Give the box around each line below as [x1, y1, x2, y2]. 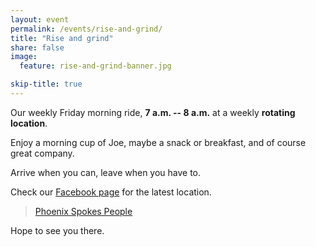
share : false [10, 42, 65, 53]
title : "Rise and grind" [10, 33, 114, 43]
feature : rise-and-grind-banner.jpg [19, 61, 172, 71]
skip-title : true [10, 79, 83, 90]
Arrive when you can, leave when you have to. [10, 166, 202, 178]
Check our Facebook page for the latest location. [10, 186, 212, 198]
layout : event [10, 14, 70, 25]
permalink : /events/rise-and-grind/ [10, 24, 163, 34]
